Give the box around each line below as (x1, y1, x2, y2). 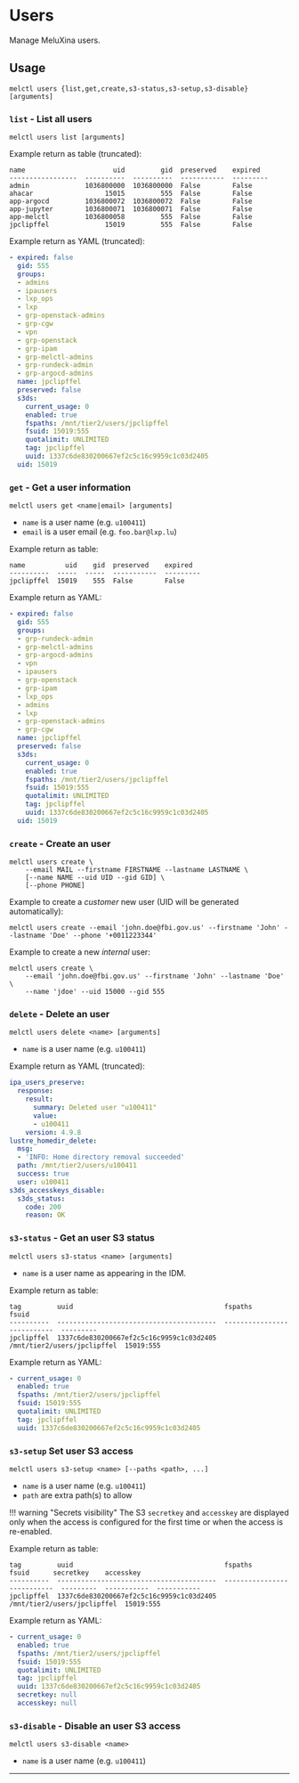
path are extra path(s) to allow (21, 1490, 133, 1501)
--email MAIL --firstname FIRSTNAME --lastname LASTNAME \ (25, 866, 249, 875)
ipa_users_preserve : (9, 1079, 86, 1087)
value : (32, 1111, 58, 1120)
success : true (17, 1169, 69, 1178)
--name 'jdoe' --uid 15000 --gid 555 (25, 988, 166, 997)
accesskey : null (17, 1698, 77, 1708)
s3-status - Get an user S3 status (9, 1232, 156, 1244)
